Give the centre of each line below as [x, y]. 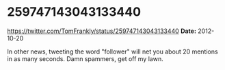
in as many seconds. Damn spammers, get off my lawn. [85, 58]
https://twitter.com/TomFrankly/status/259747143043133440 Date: [102, 31]
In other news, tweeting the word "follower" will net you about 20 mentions [112, 51]
